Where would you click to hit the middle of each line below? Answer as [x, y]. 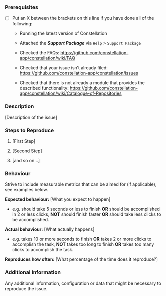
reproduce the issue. [26, 288]
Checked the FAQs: [40, 53]
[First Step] [24, 141]
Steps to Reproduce [30, 130]
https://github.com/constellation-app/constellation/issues [79, 73]
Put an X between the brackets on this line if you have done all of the [83, 18]
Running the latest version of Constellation [63, 33]
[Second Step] [27, 151]
